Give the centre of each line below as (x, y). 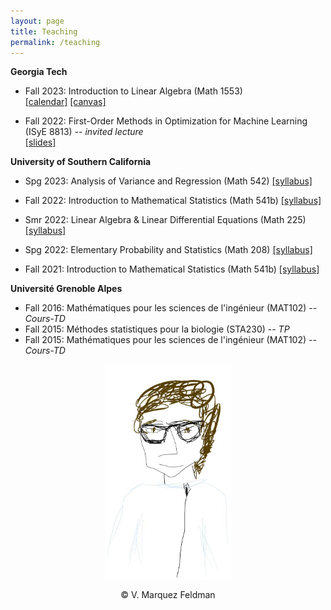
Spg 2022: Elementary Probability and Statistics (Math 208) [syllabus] (168, 250)
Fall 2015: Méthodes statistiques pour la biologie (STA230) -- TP (157, 329)
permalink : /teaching (55, 42)
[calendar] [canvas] (65, 102)
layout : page (37, 21)
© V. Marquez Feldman (168, 595)
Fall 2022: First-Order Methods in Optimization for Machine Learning (166, 121)
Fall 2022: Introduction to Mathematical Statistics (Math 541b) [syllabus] (173, 201)
